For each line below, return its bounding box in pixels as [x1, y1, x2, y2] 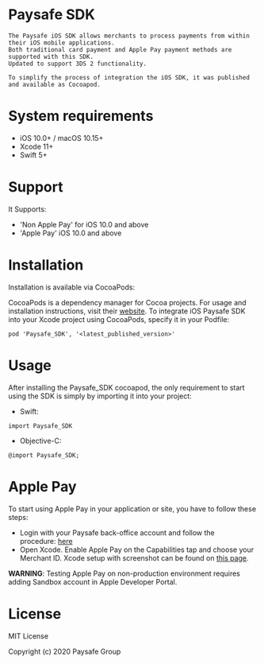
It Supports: [8, 204, 47, 214]
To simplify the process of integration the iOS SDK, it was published [8, 73, 250, 81]
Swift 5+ [19, 149, 48, 160]
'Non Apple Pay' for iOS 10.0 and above [19, 219, 149, 229]
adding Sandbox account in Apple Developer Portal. [8, 577, 178, 586]
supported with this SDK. [8, 52, 94, 60]
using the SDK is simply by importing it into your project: [8, 391, 192, 401]
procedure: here [19, 536, 73, 546]
